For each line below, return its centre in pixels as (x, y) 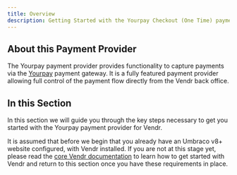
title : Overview (31, 14)
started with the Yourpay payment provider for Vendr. (85, 128)
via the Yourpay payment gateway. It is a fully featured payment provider (113, 73)
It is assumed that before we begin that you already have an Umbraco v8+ (115, 141)
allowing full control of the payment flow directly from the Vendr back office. (118, 81)
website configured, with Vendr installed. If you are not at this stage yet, (112, 149)
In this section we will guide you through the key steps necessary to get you (117, 120)
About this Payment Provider (72, 49)
